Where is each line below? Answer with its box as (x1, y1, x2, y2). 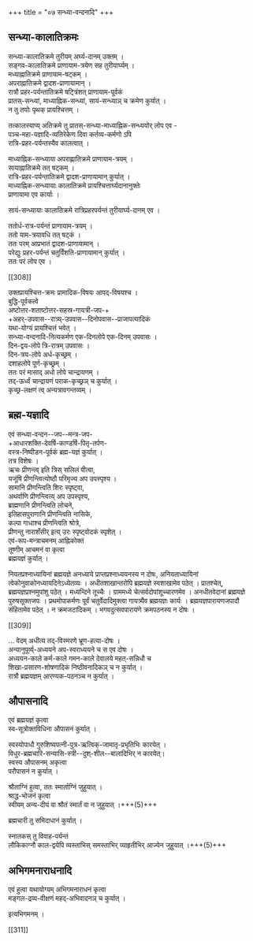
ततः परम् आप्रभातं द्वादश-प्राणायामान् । (8, 239, 100, 248)
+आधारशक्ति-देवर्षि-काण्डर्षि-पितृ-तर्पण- (8, 438, 108, 448)
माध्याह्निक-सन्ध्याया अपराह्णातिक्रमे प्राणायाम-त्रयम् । (8, 154, 134, 163)
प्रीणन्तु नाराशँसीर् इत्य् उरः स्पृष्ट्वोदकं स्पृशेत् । (8, 526, 122, 536)
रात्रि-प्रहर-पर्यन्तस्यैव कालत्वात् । (8, 138, 90, 147)
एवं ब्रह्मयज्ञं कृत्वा (8, 716, 49, 725)
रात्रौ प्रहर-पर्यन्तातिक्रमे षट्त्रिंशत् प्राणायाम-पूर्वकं (8, 87, 124, 96)
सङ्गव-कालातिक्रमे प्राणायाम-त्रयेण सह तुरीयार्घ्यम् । (8, 60, 136, 70)
